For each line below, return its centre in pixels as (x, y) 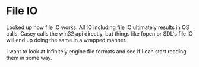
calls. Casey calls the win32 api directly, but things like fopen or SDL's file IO (99, 33)
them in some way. (29, 58)
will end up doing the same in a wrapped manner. (67, 40)
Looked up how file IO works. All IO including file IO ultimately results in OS (98, 27)
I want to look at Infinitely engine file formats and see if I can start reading (96, 51)
